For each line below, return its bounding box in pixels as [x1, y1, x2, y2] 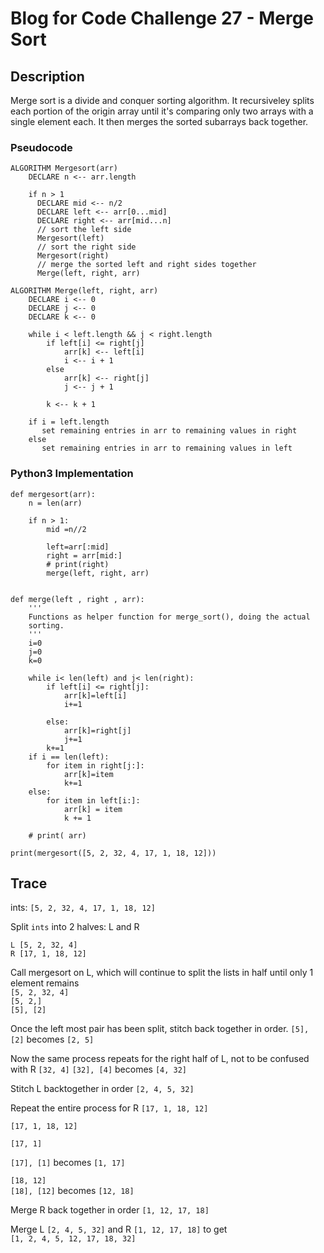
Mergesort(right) [36, 251, 110, 261]
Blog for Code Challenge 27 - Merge [10, 7, 315, 30]
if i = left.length [28, 417, 110, 427]
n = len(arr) [28, 498, 83, 508]
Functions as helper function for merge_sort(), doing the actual [28, 612, 311, 622]
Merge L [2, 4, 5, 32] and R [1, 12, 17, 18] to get [10, 1223, 228, 1236]
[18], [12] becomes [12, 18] [10, 1185, 135, 1197]
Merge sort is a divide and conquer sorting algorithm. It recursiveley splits [10, 95, 315, 106]
